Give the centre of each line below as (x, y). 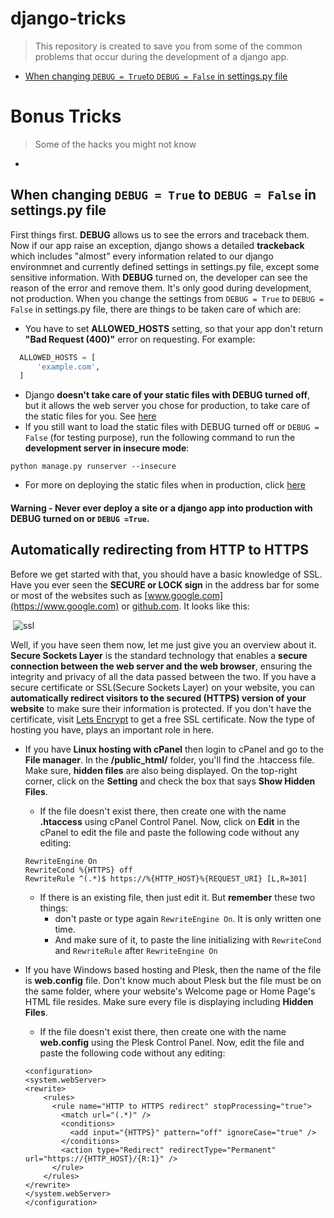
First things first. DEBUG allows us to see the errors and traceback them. (160, 234)
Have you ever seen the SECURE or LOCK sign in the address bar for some (165, 584)
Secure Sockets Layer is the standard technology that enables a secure (159, 655)
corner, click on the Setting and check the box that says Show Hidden (170, 781)
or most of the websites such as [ (79, 595)
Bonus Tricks (66, 116)
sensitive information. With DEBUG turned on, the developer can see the (159, 277)
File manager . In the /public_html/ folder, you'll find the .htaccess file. (169, 759)
